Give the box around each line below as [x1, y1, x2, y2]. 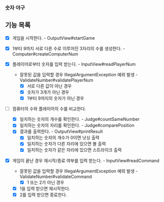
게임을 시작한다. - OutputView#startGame [12, 35, 95, 41]
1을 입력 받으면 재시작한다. [19, 185, 70, 191]
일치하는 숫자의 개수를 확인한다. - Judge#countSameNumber [19, 116, 140, 122]
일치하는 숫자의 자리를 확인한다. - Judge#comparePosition [19, 122, 134, 128]
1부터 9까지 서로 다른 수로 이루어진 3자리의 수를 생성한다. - [12, 45, 125, 51]
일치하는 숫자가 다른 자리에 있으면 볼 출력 [27, 141, 106, 147]
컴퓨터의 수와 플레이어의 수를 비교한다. [12, 106, 86, 112]
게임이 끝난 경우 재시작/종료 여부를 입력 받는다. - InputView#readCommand [12, 157, 160, 163]
